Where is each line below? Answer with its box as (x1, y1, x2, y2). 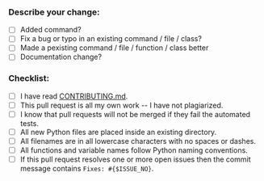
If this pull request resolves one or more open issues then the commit (19, 154, 251, 164)
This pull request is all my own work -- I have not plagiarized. (19, 100, 224, 110)
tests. (19, 119, 39, 128)
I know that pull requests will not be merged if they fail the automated (19, 109, 251, 119)
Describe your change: (8, 6, 100, 18)
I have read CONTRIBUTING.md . (19, 91, 128, 101)
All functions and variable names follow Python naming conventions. (19, 145, 248, 155)
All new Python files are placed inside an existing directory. (19, 128, 217, 137)
